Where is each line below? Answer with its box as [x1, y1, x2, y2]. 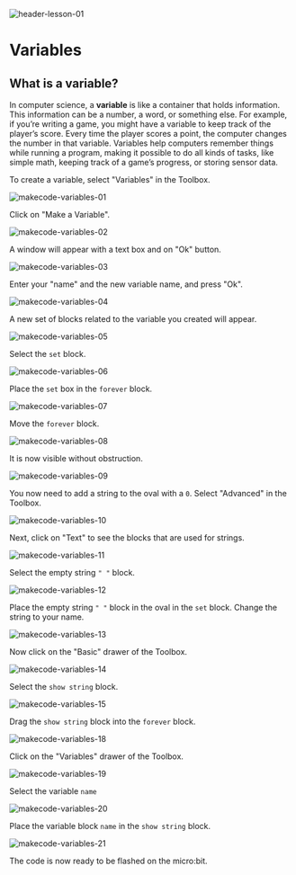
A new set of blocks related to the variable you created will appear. [9, 314, 257, 324]
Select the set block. [9, 349, 86, 359]
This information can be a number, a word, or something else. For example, [9, 109, 288, 120]
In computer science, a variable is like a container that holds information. [9, 100, 281, 110]
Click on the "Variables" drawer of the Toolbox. [9, 751, 184, 762]
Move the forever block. [9, 418, 100, 429]
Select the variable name [9, 786, 97, 796]
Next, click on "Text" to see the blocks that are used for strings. [9, 532, 245, 543]
